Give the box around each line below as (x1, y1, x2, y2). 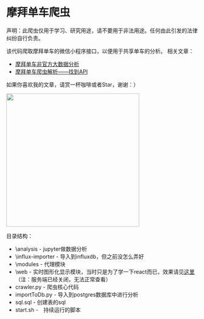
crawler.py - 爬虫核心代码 (15, 283, 79, 290)
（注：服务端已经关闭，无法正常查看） (15, 275, 111, 283)
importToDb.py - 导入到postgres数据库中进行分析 (15, 290, 138, 298)
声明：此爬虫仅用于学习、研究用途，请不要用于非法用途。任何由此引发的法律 (6, 27, 198, 34)
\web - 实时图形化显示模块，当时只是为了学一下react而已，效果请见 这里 (15, 268, 195, 275)
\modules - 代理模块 (15, 260, 66, 268)
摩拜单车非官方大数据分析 (15, 60, 80, 68)
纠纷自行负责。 (6, 34, 44, 41)
